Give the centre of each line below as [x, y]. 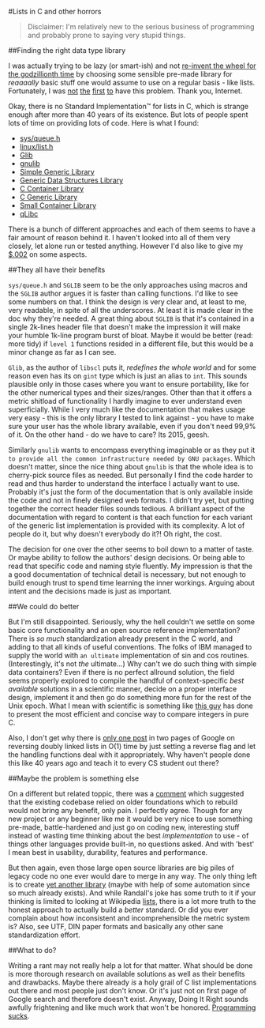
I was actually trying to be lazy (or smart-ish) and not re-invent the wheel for [132, 66]
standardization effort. [44, 935]
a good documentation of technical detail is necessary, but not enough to [127, 574]
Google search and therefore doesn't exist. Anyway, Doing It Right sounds [128, 999]
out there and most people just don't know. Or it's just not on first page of [127, 990]
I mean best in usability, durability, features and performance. [108, 852]
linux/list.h [36, 147]
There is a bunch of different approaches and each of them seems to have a [132, 229]
